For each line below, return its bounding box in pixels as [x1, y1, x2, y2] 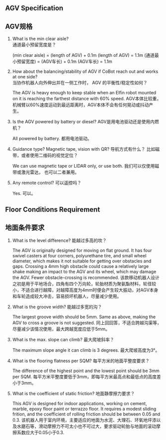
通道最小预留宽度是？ [12, 42, 56, 48]
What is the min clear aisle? [12, 36, 69, 42]
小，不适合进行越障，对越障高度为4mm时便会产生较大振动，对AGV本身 [12, 287, 159, 293]
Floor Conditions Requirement [5, 205, 100, 214]
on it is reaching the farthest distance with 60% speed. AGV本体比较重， [12, 96, 162, 102]
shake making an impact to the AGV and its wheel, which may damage [12, 269, 157, 275]
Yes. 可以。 [12, 191, 36, 197]
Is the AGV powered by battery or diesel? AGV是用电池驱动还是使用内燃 [12, 119, 159, 125]
